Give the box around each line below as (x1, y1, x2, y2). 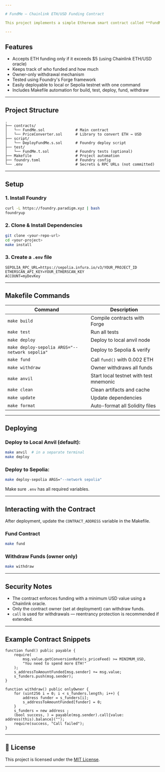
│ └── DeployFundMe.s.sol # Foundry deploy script (5, 140, 126, 145)
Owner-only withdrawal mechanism (12, 72, 84, 78)
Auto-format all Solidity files (90, 402, 156, 409)
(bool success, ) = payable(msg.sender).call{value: (14, 713, 124, 717)
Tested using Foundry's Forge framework (12, 77, 96, 83)
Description (110, 306, 138, 313)
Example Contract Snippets (5, 635, 91, 643)
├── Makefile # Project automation (5, 153, 120, 159)
